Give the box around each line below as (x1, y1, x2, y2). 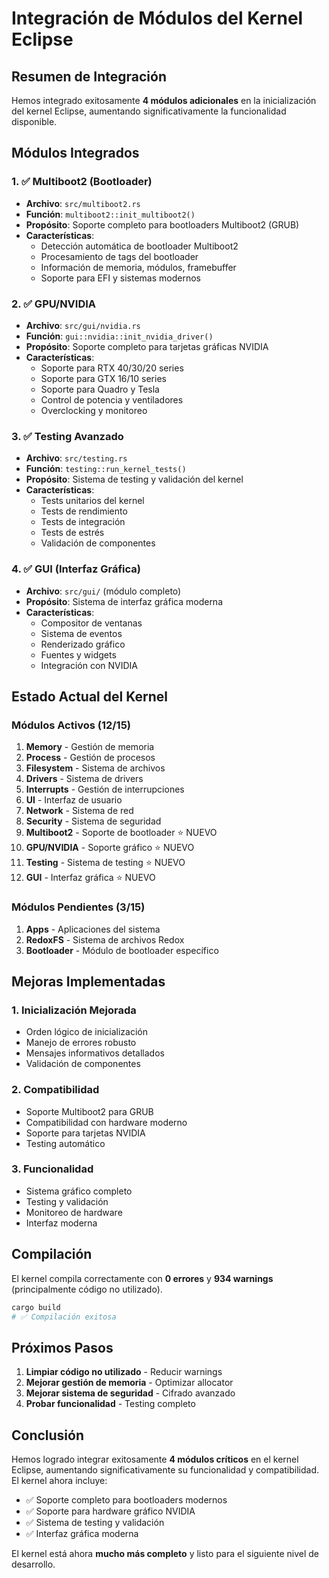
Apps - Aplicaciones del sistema (25, 923, 161, 935)
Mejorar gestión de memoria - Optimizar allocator (25, 1377, 234, 1389)
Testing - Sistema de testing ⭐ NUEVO (25, 857, 186, 869)
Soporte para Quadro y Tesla (40, 383, 160, 395)
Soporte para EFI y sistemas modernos (40, 272, 201, 284)
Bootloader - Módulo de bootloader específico (25, 944, 219, 956)
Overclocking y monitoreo (40, 404, 148, 416)
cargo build (11, 1302, 61, 1312)
